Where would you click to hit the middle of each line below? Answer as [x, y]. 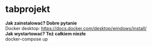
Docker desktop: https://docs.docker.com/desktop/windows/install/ [76, 28]
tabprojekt [28, 9]
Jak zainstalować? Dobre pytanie [41, 23]
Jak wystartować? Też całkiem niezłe [45, 33]
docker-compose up [27, 39]
